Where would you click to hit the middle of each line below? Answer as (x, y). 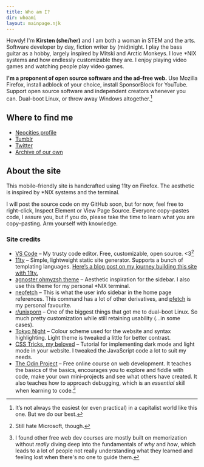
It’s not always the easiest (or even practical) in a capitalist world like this (106, 408)
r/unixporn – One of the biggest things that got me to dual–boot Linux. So (106, 312)
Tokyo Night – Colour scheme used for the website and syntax (93, 331)
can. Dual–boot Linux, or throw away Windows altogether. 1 (80, 98)
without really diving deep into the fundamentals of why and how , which (105, 444)
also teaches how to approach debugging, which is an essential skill (100, 383)
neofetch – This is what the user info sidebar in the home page (93, 292)
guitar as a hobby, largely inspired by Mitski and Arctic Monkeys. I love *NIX (101, 54)
